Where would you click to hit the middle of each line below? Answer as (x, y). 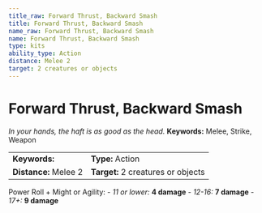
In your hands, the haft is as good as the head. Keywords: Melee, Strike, (130, 131)
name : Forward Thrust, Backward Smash (74, 38)
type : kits (27, 46)
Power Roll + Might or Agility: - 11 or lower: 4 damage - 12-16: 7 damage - (131, 192)
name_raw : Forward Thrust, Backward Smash (81, 31)
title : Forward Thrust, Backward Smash (76, 23)
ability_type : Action (45, 53)
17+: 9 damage (34, 200)
